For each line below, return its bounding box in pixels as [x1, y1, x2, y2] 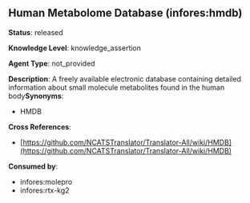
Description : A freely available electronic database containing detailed [8, 74, 242, 83]
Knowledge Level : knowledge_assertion [8, 43, 142, 53]
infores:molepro [19, 177, 73, 186]
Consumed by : [8, 161, 58, 171]
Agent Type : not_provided [8, 58, 95, 68]
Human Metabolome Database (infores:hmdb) [8, 6, 243, 20]
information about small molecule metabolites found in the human [8, 82, 225, 92]
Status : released [8, 27, 64, 37]
